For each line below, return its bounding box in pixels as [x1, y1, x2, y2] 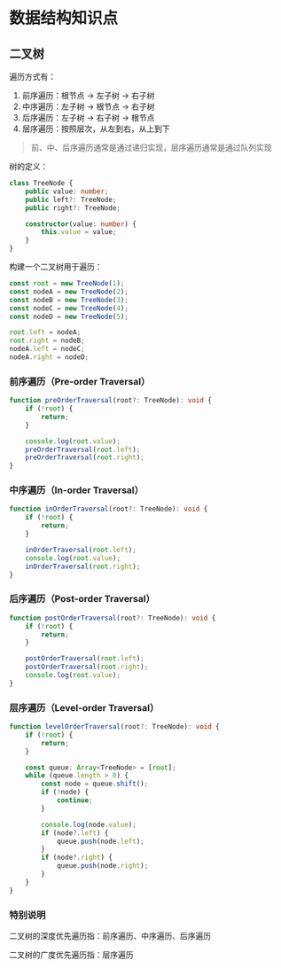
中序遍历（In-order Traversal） [9, 484, 144, 496]
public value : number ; [25, 187, 109, 196]
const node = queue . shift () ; [41, 779, 149, 789]
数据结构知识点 [9, 8, 119, 28]
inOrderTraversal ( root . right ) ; [25, 562, 141, 571]
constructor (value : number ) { [25, 219, 137, 229]
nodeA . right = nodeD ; [9, 353, 90, 362]
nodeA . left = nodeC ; [9, 345, 86, 354]
